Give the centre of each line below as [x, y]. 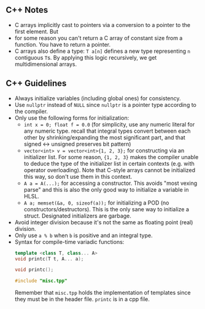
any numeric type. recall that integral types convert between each [107, 131]
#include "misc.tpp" [41, 281]
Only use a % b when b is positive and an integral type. [83, 235]
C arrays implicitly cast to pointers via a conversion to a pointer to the [102, 25]
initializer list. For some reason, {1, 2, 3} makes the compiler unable [111, 157]
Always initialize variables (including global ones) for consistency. [98, 98]
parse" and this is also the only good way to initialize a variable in [106, 189]
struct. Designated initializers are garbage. [77, 216]
